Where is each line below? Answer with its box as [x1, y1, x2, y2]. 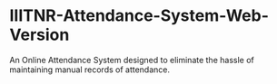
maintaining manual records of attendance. [9, 64, 171, 75]
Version [9, 24, 70, 45]
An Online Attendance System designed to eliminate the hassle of [9, 54, 254, 65]
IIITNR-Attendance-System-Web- [9, 5, 270, 26]
